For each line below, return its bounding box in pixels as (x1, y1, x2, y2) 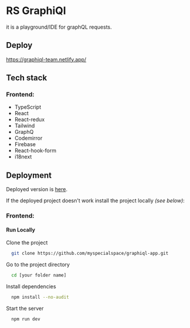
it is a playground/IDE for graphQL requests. (6, 23, 112, 30)
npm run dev (11, 316, 41, 322)
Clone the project (6, 239, 48, 246)
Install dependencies (6, 283, 57, 290)
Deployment (6, 170, 52, 180)
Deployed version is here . (6, 186, 68, 193)
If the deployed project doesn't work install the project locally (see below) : (6, 197, 185, 204)
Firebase (14, 141, 36, 148)
